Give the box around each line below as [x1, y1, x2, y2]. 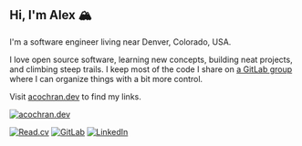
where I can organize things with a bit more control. [9, 73, 203, 84]
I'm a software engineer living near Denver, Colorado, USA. [9, 36, 232, 47]
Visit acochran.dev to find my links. [9, 90, 141, 102]
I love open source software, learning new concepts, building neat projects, [9, 54, 294, 65]
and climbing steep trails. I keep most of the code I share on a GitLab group [9, 63, 293, 75]
